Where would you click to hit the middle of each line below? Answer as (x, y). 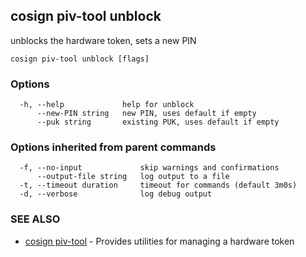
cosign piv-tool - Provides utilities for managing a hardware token (159, 241)
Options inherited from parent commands (113, 147)
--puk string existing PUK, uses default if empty (158, 122)
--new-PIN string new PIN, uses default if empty (146, 114)
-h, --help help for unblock (107, 105)
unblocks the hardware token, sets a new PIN (103, 40)
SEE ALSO (35, 219)
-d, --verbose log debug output (116, 194)
